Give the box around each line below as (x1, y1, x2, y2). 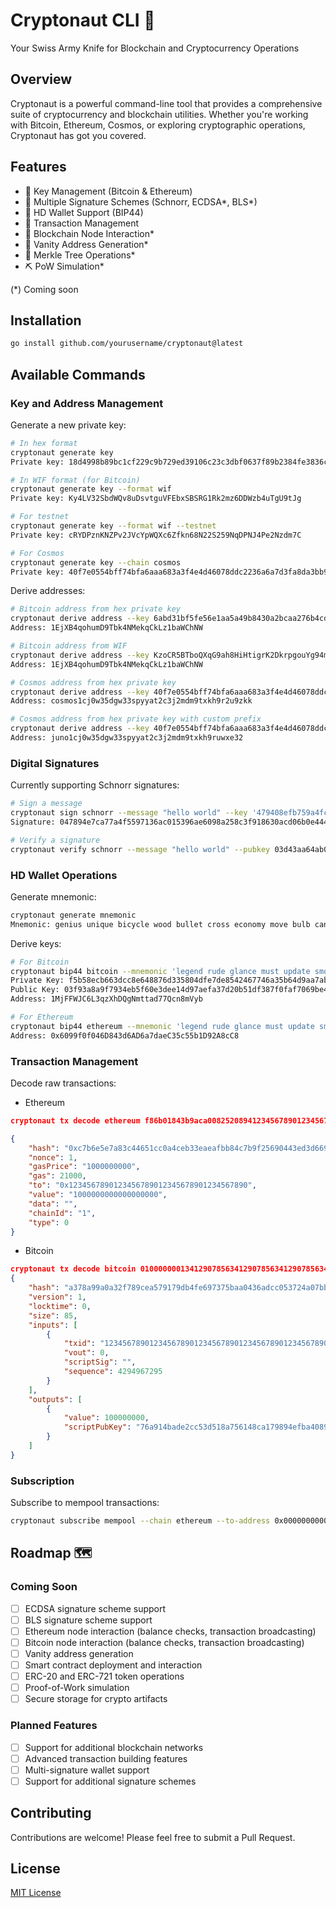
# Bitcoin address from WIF (10, 641, 128, 651)
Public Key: (10, 985, 60, 995)
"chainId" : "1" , (28, 1208, 97, 1218)
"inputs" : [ (28, 1320, 78, 1330)
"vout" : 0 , (63, 1348, 110, 1358)
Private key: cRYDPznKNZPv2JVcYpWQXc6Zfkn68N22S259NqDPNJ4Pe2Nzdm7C (10, 530, 302, 540)
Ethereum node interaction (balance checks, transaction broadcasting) (24, 1625, 317, 1637)
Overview (10, 71, 73, 88)
